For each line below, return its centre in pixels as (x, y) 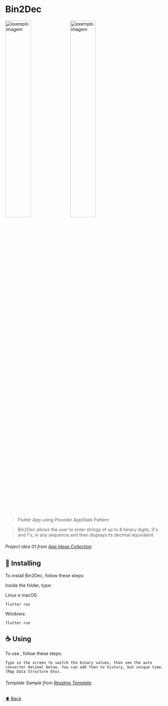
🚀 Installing (23, 563)
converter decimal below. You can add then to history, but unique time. (85, 667)
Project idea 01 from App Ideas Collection (48, 547)
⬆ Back (13, 698)
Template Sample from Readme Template (48, 683)
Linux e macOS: (22, 595)
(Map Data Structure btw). (34, 672)
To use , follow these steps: (34, 654)
